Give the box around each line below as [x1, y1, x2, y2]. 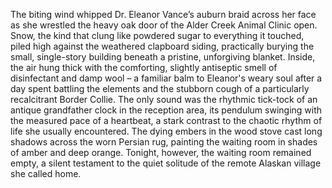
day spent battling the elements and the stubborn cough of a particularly [10, 83, 310, 94]
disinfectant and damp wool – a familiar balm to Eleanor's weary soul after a [10, 72, 323, 84]
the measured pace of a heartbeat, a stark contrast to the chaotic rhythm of [10, 115, 323, 126]
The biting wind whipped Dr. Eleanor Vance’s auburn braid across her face [10, 9, 317, 20]
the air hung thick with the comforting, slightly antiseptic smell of [10, 62, 278, 73]
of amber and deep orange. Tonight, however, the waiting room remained [10, 147, 312, 158]
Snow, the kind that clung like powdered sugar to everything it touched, [10, 30, 305, 41]
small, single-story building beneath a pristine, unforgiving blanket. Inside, [10, 51, 316, 63]
